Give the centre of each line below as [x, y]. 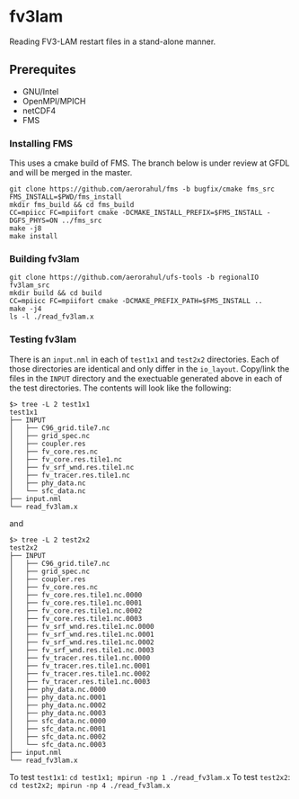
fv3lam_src [30, 285]
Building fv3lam [44, 258]
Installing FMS [41, 143]
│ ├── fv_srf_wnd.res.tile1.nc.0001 [82, 634]
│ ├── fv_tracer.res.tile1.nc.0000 [80, 658]
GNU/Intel [40, 91]
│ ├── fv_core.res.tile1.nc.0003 [76, 618]
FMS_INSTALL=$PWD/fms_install [66, 197]
